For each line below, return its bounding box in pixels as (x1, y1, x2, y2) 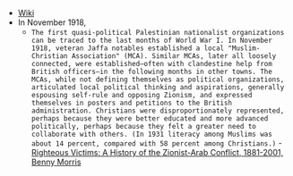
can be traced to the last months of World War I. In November (30, 36, 273, 45)
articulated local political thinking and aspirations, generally (30, 83, 285, 92)
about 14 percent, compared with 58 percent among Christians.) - (30, 138, 282, 148)
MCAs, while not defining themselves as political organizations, (30, 75, 285, 84)
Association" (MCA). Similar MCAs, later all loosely (71, 52, 277, 61)
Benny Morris (30, 156, 82, 167)
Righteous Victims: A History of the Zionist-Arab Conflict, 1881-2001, (30, 147, 284, 157)
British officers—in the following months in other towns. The (30, 67, 273, 76)
